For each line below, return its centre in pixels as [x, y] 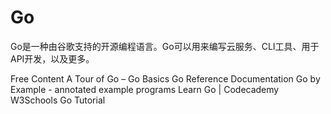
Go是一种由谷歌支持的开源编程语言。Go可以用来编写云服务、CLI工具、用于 [165, 46]
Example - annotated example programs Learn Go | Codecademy [145, 89]
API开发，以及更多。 [52, 58]
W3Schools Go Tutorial [58, 100]
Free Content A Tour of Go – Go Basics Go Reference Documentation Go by [165, 78]
